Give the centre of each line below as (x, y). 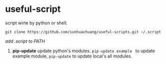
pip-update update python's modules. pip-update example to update (83, 51)
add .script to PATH (25, 41)
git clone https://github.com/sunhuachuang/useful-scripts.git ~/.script (83, 32)
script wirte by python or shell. (37, 23)
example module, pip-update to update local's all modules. (72, 56)
